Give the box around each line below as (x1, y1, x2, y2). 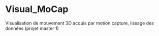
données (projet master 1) (5, 25, 59, 31)
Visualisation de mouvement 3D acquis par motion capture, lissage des (5, 20, 154, 26)
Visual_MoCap (5, 3, 69, 15)
